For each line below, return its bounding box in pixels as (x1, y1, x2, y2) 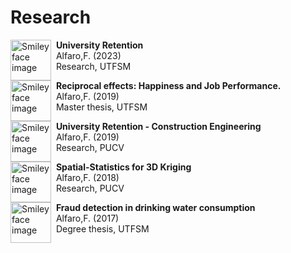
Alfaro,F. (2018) (55, 171, 120, 183)
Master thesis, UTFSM (55, 101, 148, 113)
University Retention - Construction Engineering (55, 120, 262, 132)
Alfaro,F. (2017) (55, 212, 120, 224)
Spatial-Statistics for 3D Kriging (55, 161, 192, 173)
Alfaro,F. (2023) (55, 49, 122, 61)
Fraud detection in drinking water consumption (55, 201, 256, 213)
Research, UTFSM (55, 60, 132, 72)
